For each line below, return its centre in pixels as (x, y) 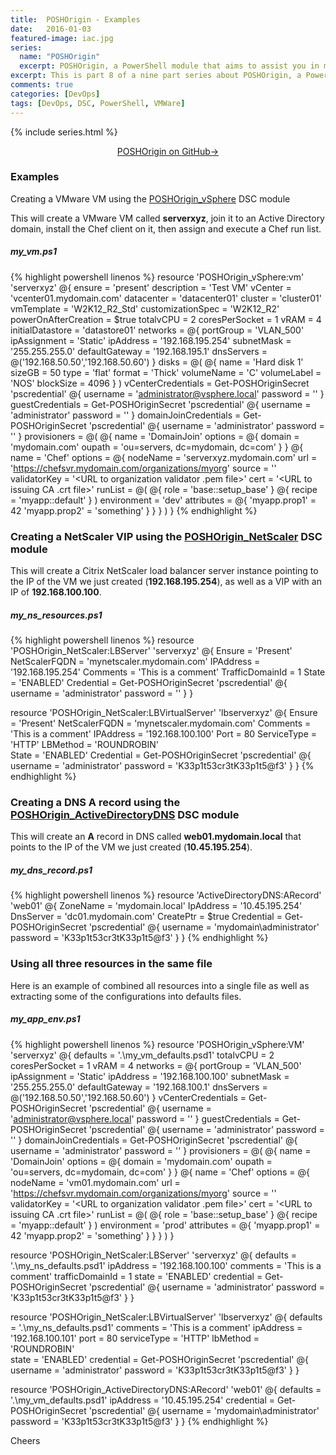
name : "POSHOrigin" (60, 57)
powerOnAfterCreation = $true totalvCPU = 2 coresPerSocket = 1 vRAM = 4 (166, 319)
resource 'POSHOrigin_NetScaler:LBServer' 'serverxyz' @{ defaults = (153, 1255)
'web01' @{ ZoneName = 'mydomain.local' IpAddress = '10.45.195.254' (156, 906)
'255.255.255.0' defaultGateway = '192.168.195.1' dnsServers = (139, 351)
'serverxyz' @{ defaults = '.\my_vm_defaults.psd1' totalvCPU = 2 (142, 1055)
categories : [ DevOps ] (55, 94)
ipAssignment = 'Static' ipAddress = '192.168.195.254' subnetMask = (151, 340)
